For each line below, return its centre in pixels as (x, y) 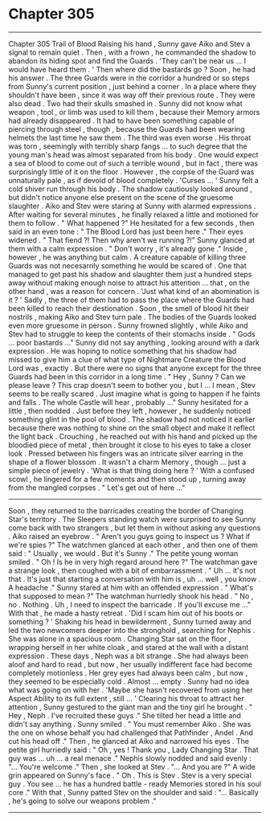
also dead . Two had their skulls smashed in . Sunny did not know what (125, 103)
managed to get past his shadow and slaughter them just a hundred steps (130, 274)
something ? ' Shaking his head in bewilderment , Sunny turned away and (130, 621)
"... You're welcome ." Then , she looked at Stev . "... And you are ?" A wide (132, 766)
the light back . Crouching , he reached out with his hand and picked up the (133, 436)
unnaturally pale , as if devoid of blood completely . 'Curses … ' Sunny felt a (134, 180)
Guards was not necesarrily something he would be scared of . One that (127, 265)
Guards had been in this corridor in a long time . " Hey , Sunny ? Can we (127, 376)
